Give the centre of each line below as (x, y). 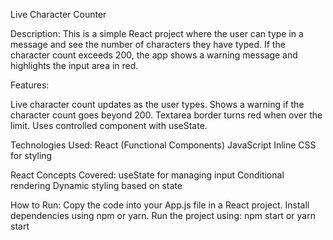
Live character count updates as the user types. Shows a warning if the (157, 104)
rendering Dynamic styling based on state (96, 185)
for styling (31, 155)
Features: (30, 85)
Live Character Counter (58, 14)
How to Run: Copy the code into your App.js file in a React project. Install (160, 205)
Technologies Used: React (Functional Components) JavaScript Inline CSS (163, 145)
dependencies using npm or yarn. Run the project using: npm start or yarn (163, 215)
